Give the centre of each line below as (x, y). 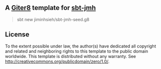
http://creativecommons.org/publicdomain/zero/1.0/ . (57, 61)
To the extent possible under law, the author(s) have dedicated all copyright (80, 46)
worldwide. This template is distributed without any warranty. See (71, 56)
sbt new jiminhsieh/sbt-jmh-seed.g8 (53, 19)
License (17, 35)
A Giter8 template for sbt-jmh (50, 8)
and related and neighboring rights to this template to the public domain (77, 51)
